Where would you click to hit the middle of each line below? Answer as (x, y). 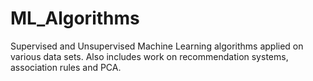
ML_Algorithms (75, 18)
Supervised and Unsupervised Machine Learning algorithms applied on (157, 46)
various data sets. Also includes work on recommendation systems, (149, 56)
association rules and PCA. (66, 67)
